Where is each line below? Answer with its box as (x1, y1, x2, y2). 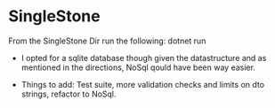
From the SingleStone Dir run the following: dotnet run (8, 35, 206, 46)
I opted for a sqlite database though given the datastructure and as (20, 52, 267, 63)
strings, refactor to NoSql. (20, 89, 117, 99)
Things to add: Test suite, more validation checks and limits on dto (20, 79, 264, 89)
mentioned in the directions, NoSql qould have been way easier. (20, 62, 255, 73)
